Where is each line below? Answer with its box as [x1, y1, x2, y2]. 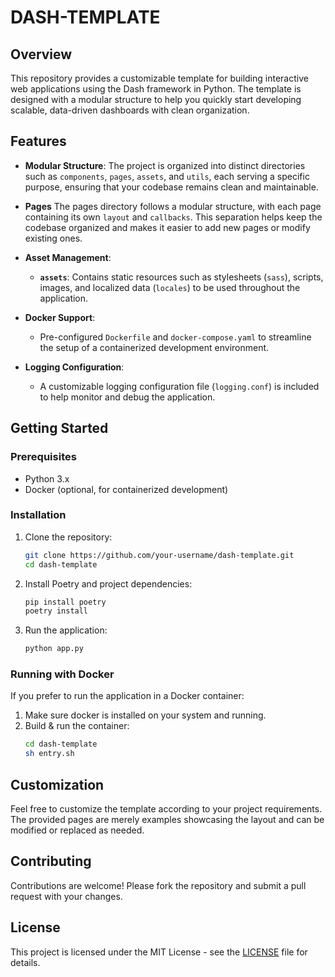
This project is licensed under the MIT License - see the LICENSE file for [10, 946, 308, 958]
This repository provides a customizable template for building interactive [10, 72, 309, 84]
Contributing [10, 853, 92, 870]
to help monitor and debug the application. [39, 391, 216, 403]
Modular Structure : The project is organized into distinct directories [24, 159, 306, 171]
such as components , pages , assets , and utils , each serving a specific [24, 170, 310, 182]
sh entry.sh [24, 749, 75, 759]
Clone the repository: [24, 531, 113, 543]
